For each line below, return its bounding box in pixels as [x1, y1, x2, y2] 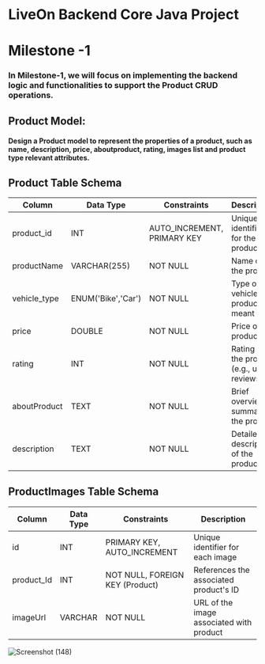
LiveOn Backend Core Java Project [8, 6, 239, 24]
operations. [8, 89, 54, 101]
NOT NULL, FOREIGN [105, 569, 185, 580]
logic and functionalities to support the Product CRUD [8, 80, 218, 91]
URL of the [193, 597, 233, 608]
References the [193, 564, 250, 575]
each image [193, 552, 237, 563]
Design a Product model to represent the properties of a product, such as [8, 136, 252, 146]
